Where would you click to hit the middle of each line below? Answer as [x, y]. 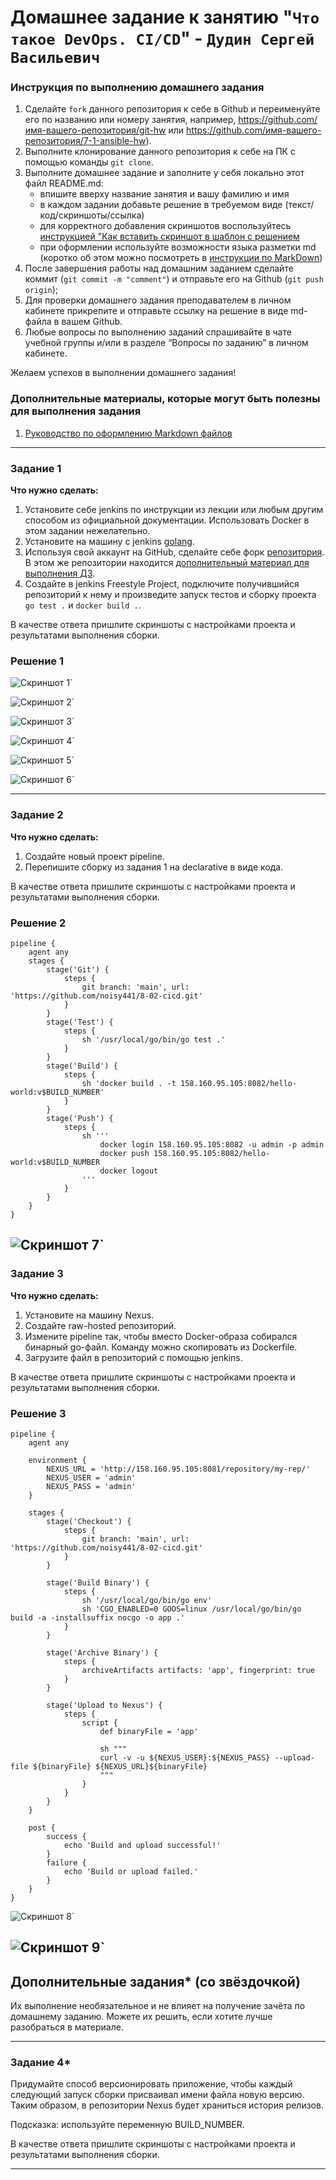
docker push [124, 1153]
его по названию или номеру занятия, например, [130, 120]
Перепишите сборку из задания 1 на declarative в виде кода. [154, 867]
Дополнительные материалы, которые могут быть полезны [165, 399]
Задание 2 [37, 815]
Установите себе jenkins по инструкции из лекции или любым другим [174, 510]
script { [99, 1722]
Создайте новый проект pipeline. [94, 856]
